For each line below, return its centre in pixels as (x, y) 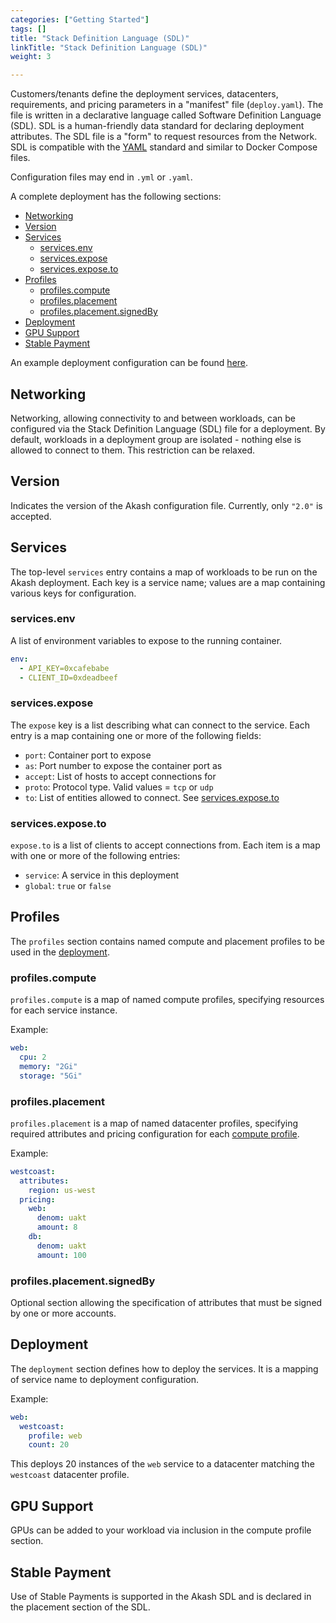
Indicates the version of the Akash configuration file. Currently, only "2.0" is (166, 505)
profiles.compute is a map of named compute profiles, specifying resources (167, 1000)
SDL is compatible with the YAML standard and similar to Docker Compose (164, 147)
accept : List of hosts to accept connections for (120, 776)
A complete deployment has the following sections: (116, 197)
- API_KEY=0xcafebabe (64, 668)
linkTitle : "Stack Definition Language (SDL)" (109, 47)
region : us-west (62, 1190)
